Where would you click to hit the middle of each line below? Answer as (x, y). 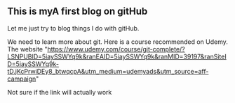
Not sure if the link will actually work (60, 92)
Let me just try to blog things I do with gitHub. (73, 28)
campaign (22, 79)
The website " (27, 49)
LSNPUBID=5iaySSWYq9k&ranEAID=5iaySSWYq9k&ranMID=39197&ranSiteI (117, 56)
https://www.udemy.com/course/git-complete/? (116, 49)
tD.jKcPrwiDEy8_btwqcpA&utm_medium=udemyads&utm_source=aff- (108, 71)
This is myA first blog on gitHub (78, 11)
